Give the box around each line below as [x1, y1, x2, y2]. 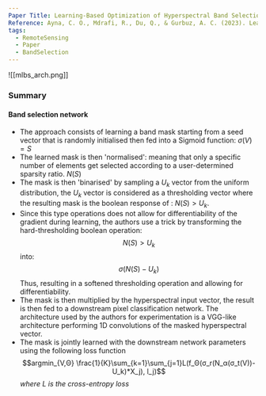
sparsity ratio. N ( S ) [19, 169, 82, 179]
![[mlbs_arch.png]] [8, 70, 69, 79]
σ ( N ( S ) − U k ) [118, 265, 160, 276]
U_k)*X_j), [112, 367, 146, 376]
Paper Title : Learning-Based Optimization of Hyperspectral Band [8, 11, 228, 20]
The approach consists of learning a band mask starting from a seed [19, 128, 244, 137]
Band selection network [8, 109, 89, 119]
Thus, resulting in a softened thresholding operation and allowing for [19, 279, 244, 288]
